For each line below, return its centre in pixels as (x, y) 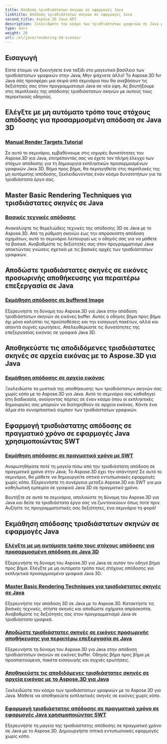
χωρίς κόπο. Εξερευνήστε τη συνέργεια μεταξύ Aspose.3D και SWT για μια (83, 482)
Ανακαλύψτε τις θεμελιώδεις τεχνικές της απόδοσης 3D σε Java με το (78, 228)
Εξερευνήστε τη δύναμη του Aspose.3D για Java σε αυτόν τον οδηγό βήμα (83, 563)
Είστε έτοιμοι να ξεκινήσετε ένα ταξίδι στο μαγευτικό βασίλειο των (75, 70)
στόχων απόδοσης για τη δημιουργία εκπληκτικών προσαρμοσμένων (77, 163)
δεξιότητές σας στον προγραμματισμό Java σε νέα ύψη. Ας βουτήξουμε (80, 86)
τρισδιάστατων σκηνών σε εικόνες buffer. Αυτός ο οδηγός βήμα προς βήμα (83, 316)
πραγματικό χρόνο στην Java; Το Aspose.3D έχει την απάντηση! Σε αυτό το (84, 472)
